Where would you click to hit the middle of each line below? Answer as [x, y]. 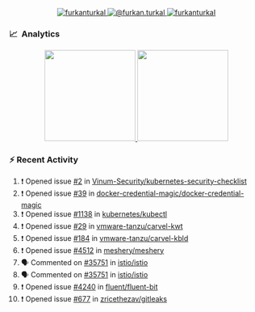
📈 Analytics [35, 34]
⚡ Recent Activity [44, 160]
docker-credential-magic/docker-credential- [170, 193]
